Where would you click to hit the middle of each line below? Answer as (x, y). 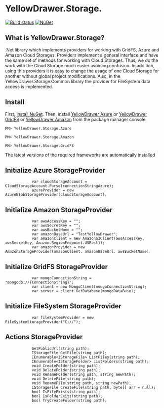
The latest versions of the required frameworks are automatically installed (80, 155)
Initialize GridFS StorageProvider (57, 267)
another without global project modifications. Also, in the (63, 76)
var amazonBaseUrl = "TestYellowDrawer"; (75, 234)
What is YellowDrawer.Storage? (55, 38)
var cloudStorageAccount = (59, 182)
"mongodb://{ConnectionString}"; (40, 282)
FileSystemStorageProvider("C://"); (43, 322)
